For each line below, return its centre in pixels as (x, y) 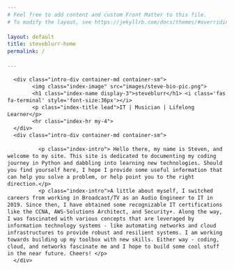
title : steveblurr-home (42, 44)
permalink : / (26, 51)
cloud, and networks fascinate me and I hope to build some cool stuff (113, 246)
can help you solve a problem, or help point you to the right (101, 177)
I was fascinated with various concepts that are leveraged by (101, 219)
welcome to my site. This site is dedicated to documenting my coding (112, 156)
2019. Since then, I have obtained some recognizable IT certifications (115, 205)
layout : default (31, 37)
